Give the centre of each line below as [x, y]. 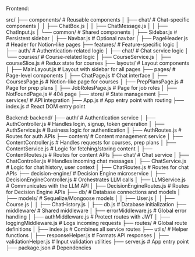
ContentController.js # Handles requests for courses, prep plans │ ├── [91, 142]
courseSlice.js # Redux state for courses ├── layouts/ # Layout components [98, 63]
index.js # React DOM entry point [46, 106]
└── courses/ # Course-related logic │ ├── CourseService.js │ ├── [89, 57]
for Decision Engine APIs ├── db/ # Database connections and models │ [93, 192]
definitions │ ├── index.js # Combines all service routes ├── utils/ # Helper [97, 229]
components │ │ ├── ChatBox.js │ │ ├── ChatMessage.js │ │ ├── [87, 26]
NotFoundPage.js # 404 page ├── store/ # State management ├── [87, 94]
